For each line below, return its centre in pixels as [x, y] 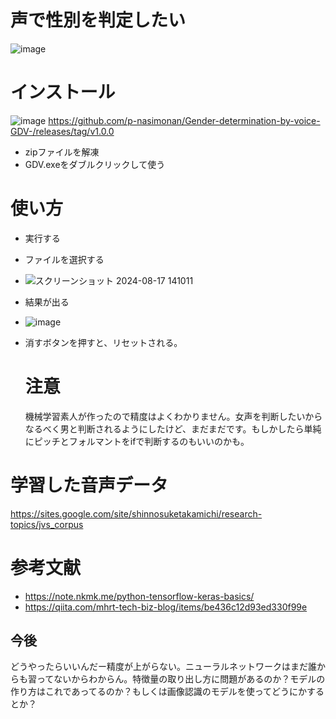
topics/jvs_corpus [47, 524]
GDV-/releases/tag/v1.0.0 [62, 131]
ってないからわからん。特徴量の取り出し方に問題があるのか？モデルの [181, 679]
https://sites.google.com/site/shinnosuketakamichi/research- [136, 513]
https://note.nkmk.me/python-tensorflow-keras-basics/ [139, 596]
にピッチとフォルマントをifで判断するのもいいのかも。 [137, 441]
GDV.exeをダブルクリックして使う [95, 164]
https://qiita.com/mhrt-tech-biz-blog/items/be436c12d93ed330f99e [166, 607]
